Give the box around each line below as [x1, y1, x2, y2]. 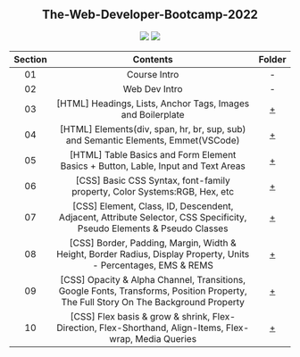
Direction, [56, 321, 97, 334]
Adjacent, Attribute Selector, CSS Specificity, [58, 211, 247, 223]
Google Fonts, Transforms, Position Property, [58, 285, 247, 297]
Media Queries [135, 332, 197, 345]
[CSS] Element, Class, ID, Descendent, [71, 200, 234, 212]
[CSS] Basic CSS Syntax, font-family [75, 174, 230, 187]
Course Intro [126, 68, 179, 80]
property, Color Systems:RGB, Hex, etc [71, 185, 235, 197]
